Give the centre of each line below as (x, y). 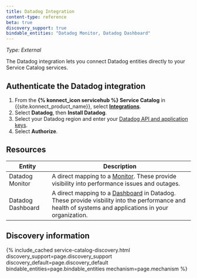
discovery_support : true (36, 28)
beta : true (19, 22)
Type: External (24, 50)
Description (120, 166)
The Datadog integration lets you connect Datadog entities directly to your (96, 62)
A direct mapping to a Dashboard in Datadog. (114, 193)
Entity (28, 166)
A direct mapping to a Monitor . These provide (114, 176)
